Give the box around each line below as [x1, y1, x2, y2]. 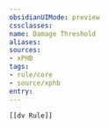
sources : [9, 46, 41, 55]
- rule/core [9, 71, 53, 79]
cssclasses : [9, 21, 53, 30]
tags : [9, 63, 29, 72]
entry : [9, 87, 33, 95]
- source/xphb [9, 79, 62, 87]
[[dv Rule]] [9, 111, 53, 120]
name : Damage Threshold [9, 29, 97, 38]
